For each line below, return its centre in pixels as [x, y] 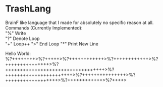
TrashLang [28, 9]
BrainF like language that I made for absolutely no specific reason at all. [79, 22]
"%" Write [16, 33]
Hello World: [18, 53]
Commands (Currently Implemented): [44, 27]
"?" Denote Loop [22, 38]
